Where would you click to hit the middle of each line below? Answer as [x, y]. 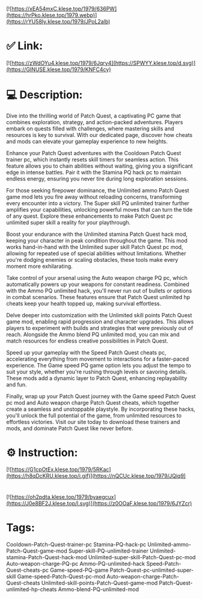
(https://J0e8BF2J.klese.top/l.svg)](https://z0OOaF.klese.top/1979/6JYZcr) [99, 503]
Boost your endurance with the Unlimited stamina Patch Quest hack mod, [97, 234]
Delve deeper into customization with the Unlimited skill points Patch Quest [99, 315]
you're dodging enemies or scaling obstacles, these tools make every [92, 259]
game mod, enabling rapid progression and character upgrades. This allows [100, 322]
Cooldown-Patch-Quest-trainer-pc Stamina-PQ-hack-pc [76, 544]
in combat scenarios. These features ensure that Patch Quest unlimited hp [98, 297]
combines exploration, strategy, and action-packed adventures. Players [95, 122]
